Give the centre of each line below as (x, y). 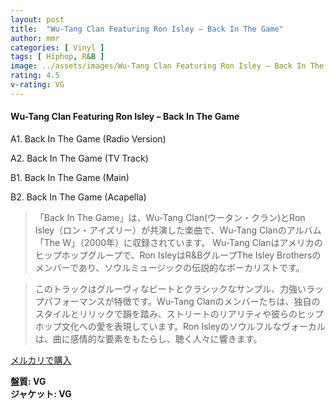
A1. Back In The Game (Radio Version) (88, 138)
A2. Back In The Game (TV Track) (79, 158)
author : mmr (35, 38)
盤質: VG (28, 381)
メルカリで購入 (41, 360)
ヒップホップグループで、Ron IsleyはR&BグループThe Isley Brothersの (178, 255)
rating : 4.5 (35, 76)
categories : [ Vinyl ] (57, 47)
